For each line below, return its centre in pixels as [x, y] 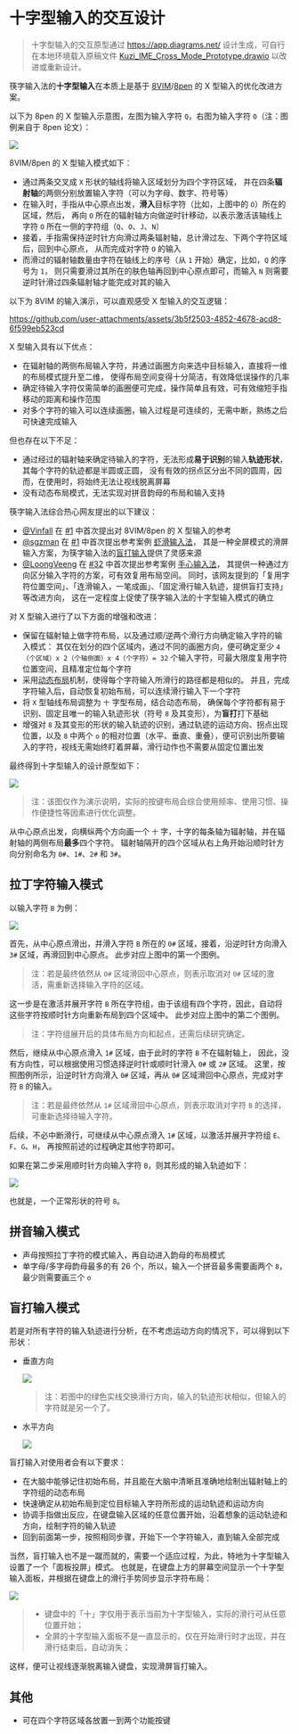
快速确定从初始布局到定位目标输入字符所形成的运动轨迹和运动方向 [143, 1504]
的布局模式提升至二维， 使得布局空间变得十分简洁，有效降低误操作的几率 [156, 376]
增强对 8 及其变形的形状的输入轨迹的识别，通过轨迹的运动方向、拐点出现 [155, 724]
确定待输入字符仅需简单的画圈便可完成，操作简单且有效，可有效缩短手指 [154, 388]
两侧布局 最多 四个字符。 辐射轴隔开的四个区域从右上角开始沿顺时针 [154, 842]
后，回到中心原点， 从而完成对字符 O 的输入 [101, 248]
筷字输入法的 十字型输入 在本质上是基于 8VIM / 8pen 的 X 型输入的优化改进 [142, 86]
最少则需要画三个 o [57, 1277]
